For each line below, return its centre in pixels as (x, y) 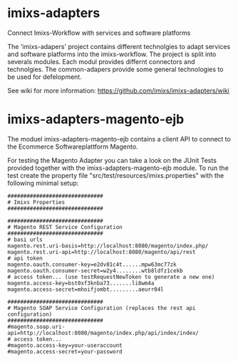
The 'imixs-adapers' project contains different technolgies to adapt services (119, 46)
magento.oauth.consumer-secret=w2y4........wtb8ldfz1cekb (95, 271)
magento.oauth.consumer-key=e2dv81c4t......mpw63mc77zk (92, 265)
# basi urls (25, 240)
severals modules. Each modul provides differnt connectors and (101, 61)
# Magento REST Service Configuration (65, 227)
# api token (25, 258)
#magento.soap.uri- (36, 326)
